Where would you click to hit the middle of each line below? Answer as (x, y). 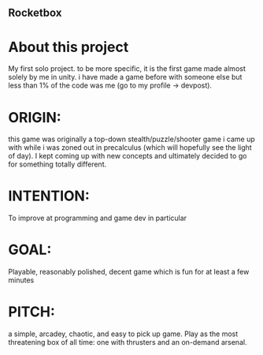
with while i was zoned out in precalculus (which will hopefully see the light (130, 148)
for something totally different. (57, 164)
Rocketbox (35, 13)
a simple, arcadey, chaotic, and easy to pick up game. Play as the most (123, 334)
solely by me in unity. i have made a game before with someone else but (125, 77)
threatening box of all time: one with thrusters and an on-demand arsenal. (128, 342)
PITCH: (31, 312)
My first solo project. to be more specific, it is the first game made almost (127, 69)
